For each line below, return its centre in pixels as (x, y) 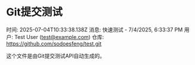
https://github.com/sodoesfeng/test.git (54, 43)
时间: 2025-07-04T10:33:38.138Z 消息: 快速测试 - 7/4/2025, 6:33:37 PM (95, 30)
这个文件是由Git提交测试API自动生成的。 (56, 56)
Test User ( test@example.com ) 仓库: (59, 37)
